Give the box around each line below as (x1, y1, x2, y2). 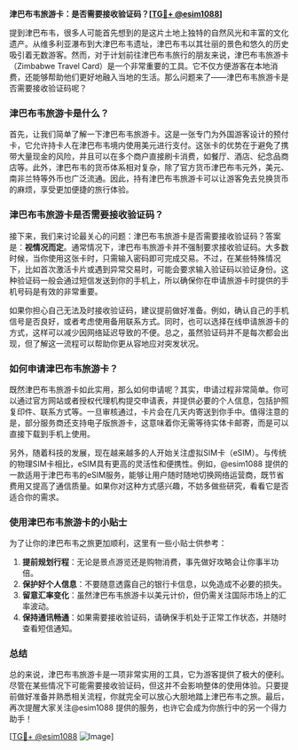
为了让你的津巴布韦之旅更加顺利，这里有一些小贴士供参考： (9, 538, 227, 549)
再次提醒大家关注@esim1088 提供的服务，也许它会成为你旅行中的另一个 (9, 702, 271, 713)
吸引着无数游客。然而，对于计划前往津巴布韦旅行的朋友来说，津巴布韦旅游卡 (9, 50, 289, 60)
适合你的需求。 (9, 491, 64, 502)
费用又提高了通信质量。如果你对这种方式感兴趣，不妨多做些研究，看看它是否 (9, 480, 289, 491)
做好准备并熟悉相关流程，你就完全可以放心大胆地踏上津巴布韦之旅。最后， (16, 691, 289, 702)
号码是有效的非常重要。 (16, 285, 103, 296)
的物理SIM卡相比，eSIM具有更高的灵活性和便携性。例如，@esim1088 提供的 (9, 458, 288, 469)
